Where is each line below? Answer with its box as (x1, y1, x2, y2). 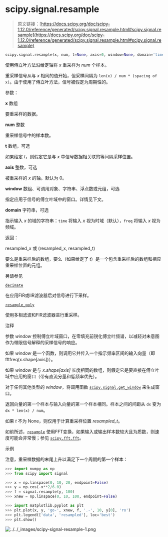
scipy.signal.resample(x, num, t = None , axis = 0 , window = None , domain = (5, 52, 153, 57)
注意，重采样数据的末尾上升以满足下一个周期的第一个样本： (5, 456, 128, 462)
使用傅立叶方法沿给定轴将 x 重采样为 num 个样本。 (5, 62, 109, 68)
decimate (5, 283, 23, 288)
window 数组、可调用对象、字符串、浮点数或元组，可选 (5, 185, 120, 191)
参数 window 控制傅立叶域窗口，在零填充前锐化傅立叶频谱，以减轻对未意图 (5, 333, 160, 339)
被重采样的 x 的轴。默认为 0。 (5, 175, 67, 181)
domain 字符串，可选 (5, 207, 49, 213)
